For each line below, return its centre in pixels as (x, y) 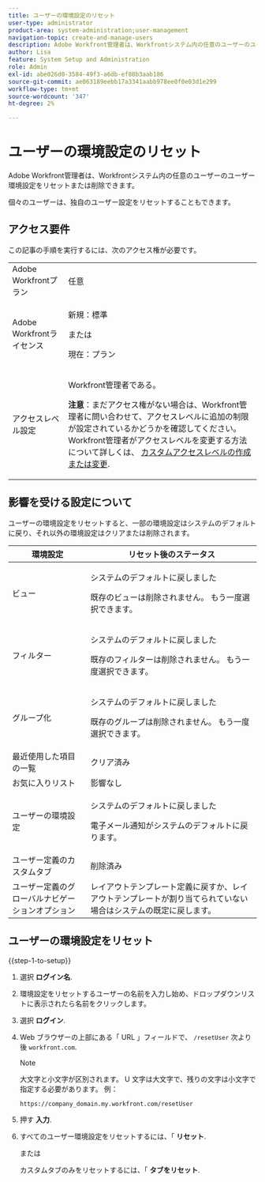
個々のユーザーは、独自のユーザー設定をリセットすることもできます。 (121, 202)
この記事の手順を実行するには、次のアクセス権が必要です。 (105, 250)
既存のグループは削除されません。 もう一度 (170, 721)
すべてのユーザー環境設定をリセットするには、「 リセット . (113, 1136)
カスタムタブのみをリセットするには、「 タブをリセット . (110, 1169)
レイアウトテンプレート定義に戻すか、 (161, 886)
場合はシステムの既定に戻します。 (153, 910)
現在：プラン (92, 354)
